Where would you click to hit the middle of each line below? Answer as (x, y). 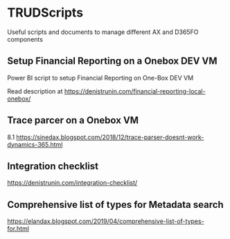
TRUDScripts (45, 13)
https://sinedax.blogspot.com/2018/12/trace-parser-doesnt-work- (110, 137)
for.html (18, 229)
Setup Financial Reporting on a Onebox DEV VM (112, 61)
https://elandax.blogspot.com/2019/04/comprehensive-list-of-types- (106, 221)
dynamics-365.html (35, 144)
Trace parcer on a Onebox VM (73, 120)
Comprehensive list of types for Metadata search (115, 205)
